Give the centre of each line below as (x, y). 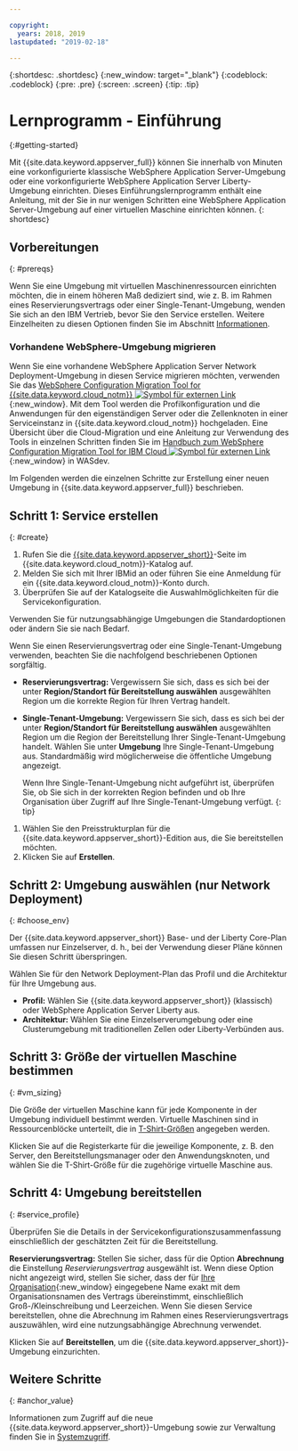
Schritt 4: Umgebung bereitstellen (106, 1193)
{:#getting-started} (44, 145)
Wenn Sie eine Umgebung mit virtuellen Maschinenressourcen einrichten (143, 286)
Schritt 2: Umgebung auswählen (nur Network (140, 885)
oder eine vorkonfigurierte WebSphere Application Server (115, 181)
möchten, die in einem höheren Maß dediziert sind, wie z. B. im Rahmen (141, 296)
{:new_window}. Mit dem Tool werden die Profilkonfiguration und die (135, 404)
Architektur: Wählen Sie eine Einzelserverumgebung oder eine (137, 1020)
